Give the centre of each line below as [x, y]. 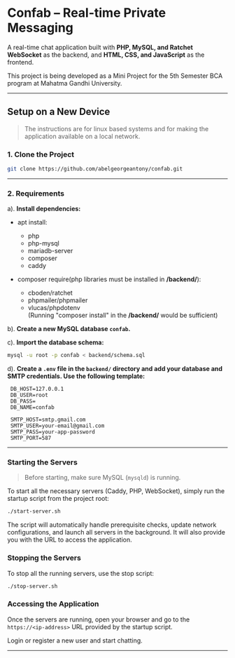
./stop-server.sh [33, 586]
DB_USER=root [29, 395]
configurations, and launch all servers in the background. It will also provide [116, 532]
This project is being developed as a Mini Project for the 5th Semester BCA [115, 76]
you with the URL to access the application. [70, 540]
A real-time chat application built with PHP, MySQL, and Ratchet [100, 47]
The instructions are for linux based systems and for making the [116, 128]
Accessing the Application [53, 604]
